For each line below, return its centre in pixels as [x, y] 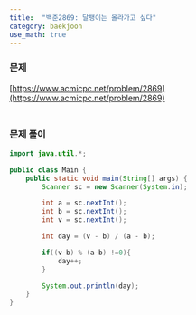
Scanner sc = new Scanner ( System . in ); [115, 186]
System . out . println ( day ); [91, 286]
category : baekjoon [46, 26]
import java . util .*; [48, 153]
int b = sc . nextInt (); [84, 212]
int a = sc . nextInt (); [84, 203]
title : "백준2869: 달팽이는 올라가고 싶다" [83, 18]
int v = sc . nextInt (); [84, 220]
